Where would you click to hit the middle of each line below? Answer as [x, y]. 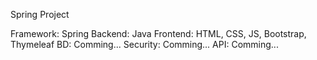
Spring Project [40, 14]
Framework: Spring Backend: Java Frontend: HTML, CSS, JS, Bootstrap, [158, 33]
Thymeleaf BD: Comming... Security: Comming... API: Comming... [144, 44]
